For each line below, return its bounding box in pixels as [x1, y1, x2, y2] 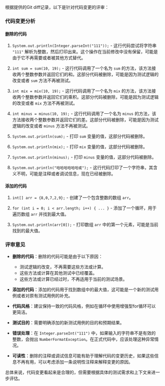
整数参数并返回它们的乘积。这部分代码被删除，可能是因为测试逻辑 [25, 94, 159, 100]
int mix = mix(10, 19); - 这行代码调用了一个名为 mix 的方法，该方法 [12, 88, 152, 94]
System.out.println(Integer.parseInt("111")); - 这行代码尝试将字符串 [12, 43, 157, 49]
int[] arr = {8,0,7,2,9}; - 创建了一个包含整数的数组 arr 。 [12, 195, 134, 201]
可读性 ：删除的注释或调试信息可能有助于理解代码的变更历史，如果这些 [12, 353, 155, 359]
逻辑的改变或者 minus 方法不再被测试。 [12, 123, 91, 129]
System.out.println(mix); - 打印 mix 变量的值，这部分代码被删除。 [12, 144, 148, 150]
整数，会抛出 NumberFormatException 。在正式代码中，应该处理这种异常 [12, 336, 155, 342]
